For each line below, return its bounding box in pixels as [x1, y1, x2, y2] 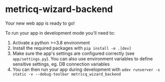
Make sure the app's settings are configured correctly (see [12, 50, 135, 56]
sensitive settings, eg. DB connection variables [12, 61, 110, 67]
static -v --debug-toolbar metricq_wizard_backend [12, 71, 121, 76]
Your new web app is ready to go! [5, 20, 75, 26]
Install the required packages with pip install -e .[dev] [12, 45, 132, 51]
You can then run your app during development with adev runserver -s [12, 66, 160, 72]
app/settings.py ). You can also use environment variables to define [12, 55, 153, 61]
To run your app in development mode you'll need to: [5, 30, 115, 36]
